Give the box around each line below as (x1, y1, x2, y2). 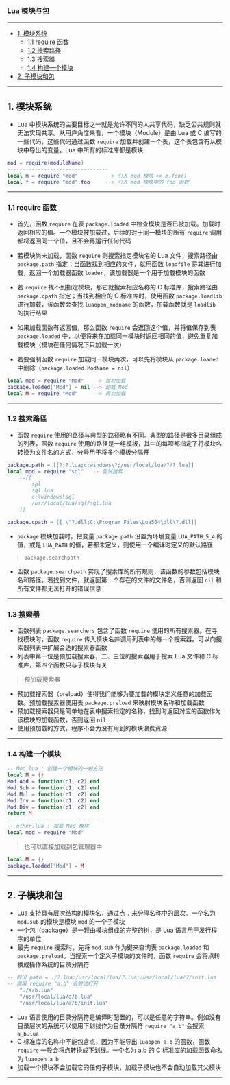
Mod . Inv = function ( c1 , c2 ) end (7, 797, 99, 804)
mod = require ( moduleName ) (7, 160, 84, 167)
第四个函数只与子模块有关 (35, 660, 107, 669)
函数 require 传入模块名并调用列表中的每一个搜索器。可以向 (47, 635, 216, 643)
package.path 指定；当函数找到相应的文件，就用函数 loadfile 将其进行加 (16, 259, 222, 268)
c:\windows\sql (31, 494, 75, 501)
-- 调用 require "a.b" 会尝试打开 (7, 981, 99, 988)
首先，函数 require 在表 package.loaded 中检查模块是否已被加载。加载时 (16, 219, 220, 228)
